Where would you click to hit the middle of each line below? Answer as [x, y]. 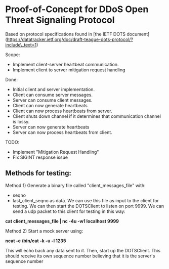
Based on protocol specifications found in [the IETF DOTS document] [77, 34]
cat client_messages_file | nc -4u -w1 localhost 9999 [62, 221]
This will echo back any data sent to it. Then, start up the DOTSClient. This [83, 250]
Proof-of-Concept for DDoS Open [77, 9]
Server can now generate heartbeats [51, 127]
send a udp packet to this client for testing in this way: [69, 211]
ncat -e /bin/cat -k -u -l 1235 [36, 241]
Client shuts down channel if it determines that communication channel [87, 116]
